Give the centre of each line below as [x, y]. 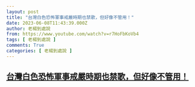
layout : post [23, 12]
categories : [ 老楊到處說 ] [39, 51]
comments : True [25, 46]
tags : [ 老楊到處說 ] [31, 40]
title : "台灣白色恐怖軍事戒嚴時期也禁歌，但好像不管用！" [70, 17]
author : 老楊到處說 [28, 28]
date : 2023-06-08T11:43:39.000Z [47, 23]
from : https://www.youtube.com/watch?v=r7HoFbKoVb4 [72, 34]
